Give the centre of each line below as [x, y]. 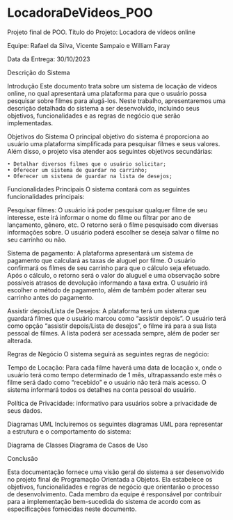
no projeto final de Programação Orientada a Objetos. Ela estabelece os [110, 479]
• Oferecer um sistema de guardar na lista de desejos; [90, 176]
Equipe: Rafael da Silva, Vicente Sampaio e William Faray [89, 45]
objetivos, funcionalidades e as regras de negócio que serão [94, 116]
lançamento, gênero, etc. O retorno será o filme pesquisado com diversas [113, 225]
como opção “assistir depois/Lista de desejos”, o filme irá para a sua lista [112, 326]
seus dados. [25, 410]
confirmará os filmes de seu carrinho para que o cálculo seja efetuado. [109, 268]
